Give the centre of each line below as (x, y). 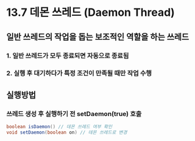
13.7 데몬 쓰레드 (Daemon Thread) (90, 12)
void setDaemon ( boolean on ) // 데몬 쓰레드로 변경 (67, 132)
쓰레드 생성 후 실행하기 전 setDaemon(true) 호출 (74, 114)
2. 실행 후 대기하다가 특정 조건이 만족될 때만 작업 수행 (79, 74)
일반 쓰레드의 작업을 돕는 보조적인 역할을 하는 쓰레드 (98, 37)
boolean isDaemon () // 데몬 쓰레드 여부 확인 (59, 127)
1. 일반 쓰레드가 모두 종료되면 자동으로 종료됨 (68, 55)
